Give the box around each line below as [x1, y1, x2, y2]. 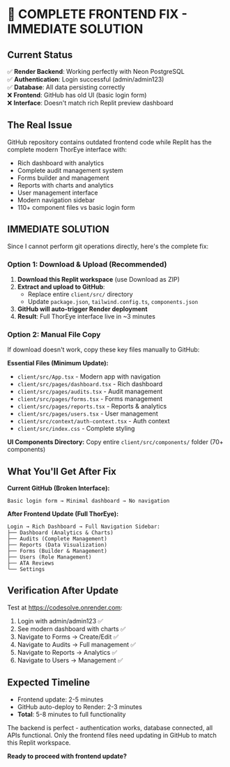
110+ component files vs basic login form [17, 203, 135, 211]
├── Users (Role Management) [7, 554, 92, 561]
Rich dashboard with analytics [17, 158, 105, 167]
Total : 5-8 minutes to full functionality [17, 710, 126, 718]
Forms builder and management [17, 174, 109, 182]
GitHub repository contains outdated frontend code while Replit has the [7, 137, 212, 146]
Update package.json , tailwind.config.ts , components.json [27, 297, 199, 305]
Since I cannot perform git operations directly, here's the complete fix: [7, 242, 209, 250]
